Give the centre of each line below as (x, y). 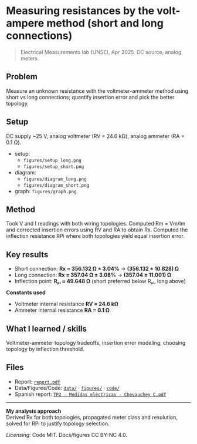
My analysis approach (34, 411)
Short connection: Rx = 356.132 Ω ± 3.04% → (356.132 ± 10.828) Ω (97, 269)
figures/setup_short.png (54, 166)
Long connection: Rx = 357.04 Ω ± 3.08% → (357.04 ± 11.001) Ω (93, 275)
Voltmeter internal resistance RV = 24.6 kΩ (66, 304)
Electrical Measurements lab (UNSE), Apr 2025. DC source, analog (101, 52)
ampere (25, 23)
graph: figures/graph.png (46, 191)
